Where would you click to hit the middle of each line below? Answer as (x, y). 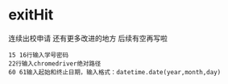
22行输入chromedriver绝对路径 (55, 63)
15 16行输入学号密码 (39, 55)
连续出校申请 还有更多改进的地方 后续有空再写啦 (88, 38)
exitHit (31, 15)
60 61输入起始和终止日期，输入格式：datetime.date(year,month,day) (115, 72)
